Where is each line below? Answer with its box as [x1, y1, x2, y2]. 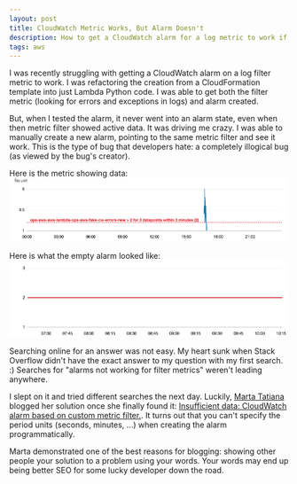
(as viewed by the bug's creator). [9, 151, 130, 161]
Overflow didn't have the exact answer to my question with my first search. [9, 355, 284, 365]
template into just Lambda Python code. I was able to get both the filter [9, 87, 269, 98]
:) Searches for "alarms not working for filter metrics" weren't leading [9, 364, 263, 375]
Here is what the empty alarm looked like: [9, 251, 161, 262]
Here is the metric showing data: [9, 168, 129, 179]
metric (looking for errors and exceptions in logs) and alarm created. [9, 96, 259, 106]
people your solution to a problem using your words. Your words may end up [9, 455, 289, 465]
